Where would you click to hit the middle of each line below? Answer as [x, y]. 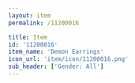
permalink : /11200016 [44, 23]
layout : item [30, 15]
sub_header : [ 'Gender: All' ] [56, 67]
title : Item [28, 37]
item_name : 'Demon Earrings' [56, 52]
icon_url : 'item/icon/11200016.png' [68, 59]
